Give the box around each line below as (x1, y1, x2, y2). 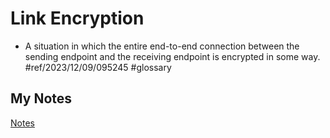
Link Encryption (10, 7, 145, 30)
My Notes (10, 90, 73, 107)
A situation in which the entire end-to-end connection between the (24, 40, 300, 52)
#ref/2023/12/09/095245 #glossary (24, 61, 172, 73)
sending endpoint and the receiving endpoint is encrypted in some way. (24, 50, 321, 62)
